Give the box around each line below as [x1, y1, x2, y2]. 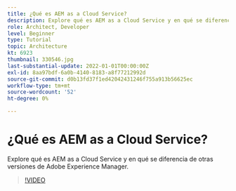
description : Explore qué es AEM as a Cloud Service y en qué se [7, 17, 202, 24]
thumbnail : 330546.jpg [7, 56, 74, 63]
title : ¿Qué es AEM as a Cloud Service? [7, 10, 128, 18]
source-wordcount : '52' [7, 88, 77, 95]
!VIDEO [24, 176, 46, 184]
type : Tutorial [7, 37, 52, 44]
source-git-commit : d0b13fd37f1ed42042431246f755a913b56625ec [7, 75, 193, 83]
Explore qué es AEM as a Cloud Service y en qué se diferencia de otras [7, 154, 214, 163]
